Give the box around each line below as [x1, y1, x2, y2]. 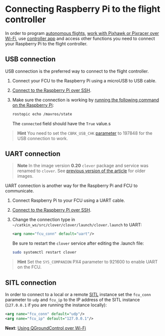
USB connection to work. [17, 135, 68, 141]
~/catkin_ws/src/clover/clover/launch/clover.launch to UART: [12, 222, 142, 228]
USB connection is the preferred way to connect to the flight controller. [5, 68, 149, 74]
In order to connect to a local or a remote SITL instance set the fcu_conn [5, 292, 151, 297]
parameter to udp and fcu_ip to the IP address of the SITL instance [5, 297, 140, 302]
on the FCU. [17, 264, 42, 270]
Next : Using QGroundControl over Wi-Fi [5, 325, 86, 331]
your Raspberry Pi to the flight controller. [5, 40, 88, 46]
